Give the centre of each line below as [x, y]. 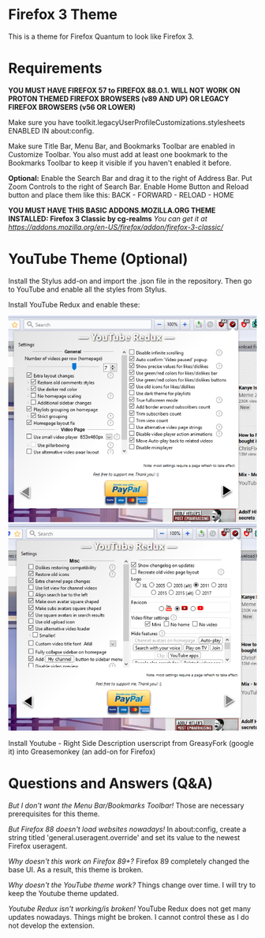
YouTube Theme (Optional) [98, 259]
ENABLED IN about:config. [51, 130]
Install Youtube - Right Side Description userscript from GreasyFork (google [131, 743]
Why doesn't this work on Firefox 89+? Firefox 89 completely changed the [129, 861]
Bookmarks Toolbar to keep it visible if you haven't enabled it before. [120, 163]
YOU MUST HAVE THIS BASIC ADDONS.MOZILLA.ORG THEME [112, 210]
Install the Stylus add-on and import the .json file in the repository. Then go [130, 281]
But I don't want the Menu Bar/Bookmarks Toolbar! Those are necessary [126, 805]
